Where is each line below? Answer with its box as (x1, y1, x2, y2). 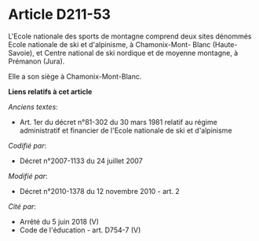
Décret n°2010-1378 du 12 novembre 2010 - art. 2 (19, 186, 181, 195)
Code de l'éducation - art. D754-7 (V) (19, 225, 141, 235)
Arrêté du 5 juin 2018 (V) (19, 217, 100, 226)
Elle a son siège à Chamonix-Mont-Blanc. (8, 71, 142, 81)
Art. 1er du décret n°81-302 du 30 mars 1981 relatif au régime (19, 117, 217, 126)
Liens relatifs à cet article (8, 86, 93, 96)
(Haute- (212, 39, 238, 49)
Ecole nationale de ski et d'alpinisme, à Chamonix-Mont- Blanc (8, 39, 211, 49)
